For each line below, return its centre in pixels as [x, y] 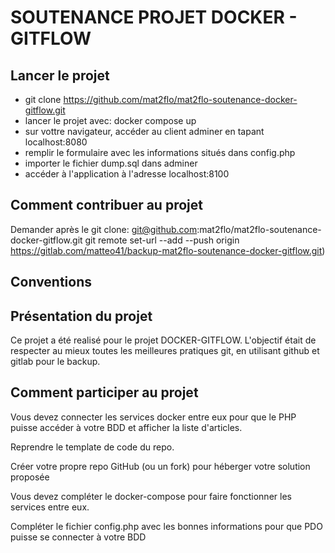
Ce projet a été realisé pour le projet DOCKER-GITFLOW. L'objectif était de [163, 340]
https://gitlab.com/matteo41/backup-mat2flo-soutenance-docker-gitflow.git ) [168, 250]
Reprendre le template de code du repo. [92, 447]
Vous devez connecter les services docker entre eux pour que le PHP [153, 417]
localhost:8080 [56, 142]
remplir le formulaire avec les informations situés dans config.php [160, 152]
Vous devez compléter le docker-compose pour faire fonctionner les [151, 496]
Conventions [51, 282]
